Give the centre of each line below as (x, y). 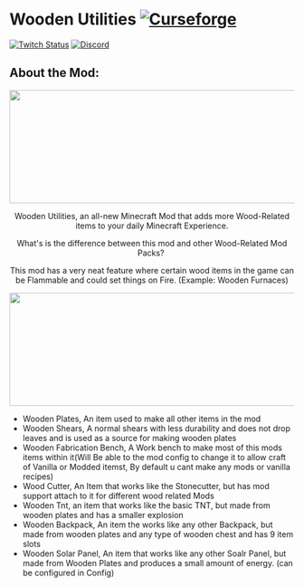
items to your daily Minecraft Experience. (152, 226)
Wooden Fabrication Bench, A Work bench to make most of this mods (152, 447)
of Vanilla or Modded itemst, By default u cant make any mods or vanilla (157, 467)
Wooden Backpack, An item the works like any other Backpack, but (147, 524)
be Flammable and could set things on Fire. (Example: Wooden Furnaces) (152, 280)
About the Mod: (54, 73)
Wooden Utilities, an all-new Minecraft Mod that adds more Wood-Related (152, 216)
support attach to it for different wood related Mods (118, 496)
